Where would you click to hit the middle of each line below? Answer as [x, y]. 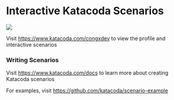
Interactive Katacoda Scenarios [85, 11]
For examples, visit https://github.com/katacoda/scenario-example [87, 91]
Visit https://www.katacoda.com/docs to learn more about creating [87, 73]
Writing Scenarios [32, 60]
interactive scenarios [32, 44]
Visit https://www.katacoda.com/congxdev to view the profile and [86, 38]
